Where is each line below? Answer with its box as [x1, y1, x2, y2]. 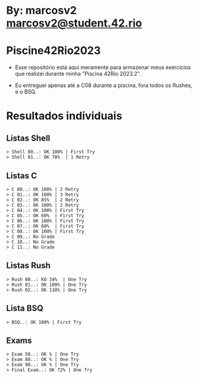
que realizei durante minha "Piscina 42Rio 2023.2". [14, 70, 141, 77]
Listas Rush [6, 261, 51, 271]
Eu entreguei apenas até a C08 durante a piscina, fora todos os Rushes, [14, 82, 193, 89]
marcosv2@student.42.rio [6, 16, 142, 30]
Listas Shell [6, 133, 50, 143]
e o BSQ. [14, 88, 37, 96]
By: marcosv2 [6, 4, 77, 17]
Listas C [6, 171, 37, 181]
